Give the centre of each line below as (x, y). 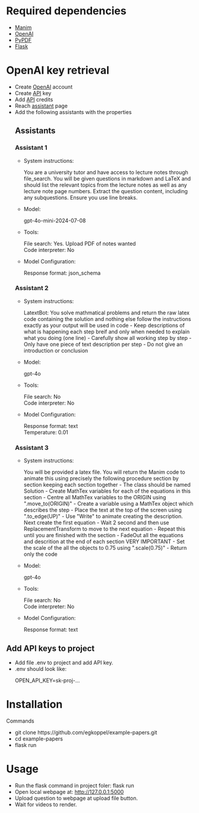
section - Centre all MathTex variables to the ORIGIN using (95, 497)
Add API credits (34, 99)
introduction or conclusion (56, 350)
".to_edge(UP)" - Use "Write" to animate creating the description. (103, 516)
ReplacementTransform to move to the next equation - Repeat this (105, 529)
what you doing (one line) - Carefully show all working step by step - (108, 338)
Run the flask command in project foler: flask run (75, 785)
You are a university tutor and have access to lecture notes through (106, 172)
